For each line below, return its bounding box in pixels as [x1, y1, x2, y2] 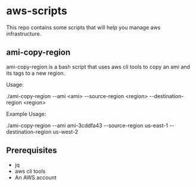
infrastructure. [6, 30, 42, 37]
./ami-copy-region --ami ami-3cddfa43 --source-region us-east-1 [6, 122, 169, 129]
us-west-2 [52, 128, 79, 135]
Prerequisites [6, 146, 57, 156]
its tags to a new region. [6, 70, 66, 77]
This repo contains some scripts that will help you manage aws [6, 24, 161, 31]
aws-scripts [6, 4, 67, 18]
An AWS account [14, 174, 57, 181]
